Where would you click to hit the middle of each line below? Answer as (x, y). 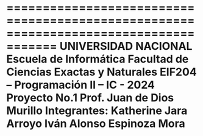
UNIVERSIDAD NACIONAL (126, 46)
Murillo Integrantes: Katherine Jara (97, 111)
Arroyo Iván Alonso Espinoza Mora (96, 124)
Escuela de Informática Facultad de (98, 59)
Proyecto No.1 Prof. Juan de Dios (90, 98)
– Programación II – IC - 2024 (81, 85)
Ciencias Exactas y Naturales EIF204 (101, 72)
